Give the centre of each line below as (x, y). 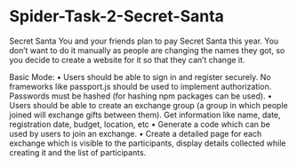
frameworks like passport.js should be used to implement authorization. (140, 86)
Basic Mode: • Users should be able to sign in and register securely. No (140, 76)
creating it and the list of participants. (78, 152)
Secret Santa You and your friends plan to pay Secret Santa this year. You (144, 41)
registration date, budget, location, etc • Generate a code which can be (140, 124)
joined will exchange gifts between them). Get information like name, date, (145, 115)
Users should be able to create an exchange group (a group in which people (148, 105)
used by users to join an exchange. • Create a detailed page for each (136, 133)
